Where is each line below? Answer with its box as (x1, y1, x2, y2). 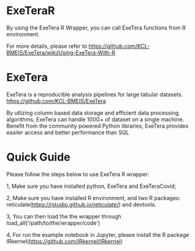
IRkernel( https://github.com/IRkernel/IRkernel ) (6, 237, 123, 245)
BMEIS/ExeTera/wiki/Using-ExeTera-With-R (6, 48, 115, 56)
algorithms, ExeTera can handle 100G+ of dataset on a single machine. (6, 115, 185, 123)
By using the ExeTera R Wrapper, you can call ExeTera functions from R (6, 24, 186, 31)
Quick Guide (6, 150, 71, 164)
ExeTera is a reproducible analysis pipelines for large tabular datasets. (6, 90, 183, 98)
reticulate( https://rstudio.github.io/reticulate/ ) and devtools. (6, 201, 157, 208)
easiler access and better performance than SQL (6, 128, 130, 136)
